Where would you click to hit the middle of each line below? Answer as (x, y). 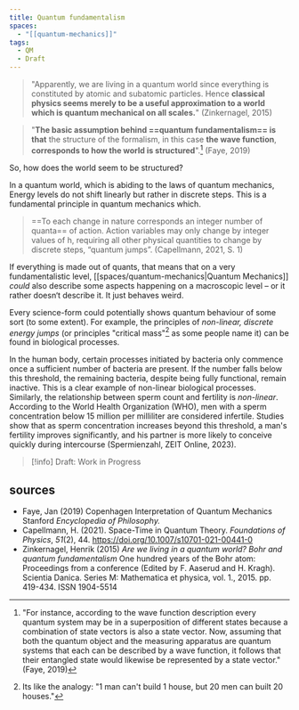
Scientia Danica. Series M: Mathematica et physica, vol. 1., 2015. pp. (146, 578)
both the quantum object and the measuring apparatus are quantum (146, 641)
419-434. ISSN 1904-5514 (69, 587)
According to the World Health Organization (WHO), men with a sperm (138, 407)
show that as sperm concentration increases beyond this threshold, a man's (148, 426)
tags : (19, 42)
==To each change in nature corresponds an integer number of (147, 221)
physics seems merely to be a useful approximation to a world (148, 103)
